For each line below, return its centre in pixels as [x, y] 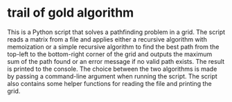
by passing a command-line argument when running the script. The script [113, 76]
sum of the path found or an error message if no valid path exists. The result [116, 61]
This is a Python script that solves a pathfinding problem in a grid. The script [116, 32]
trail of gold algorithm [71, 13]
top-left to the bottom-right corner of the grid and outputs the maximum [110, 54]
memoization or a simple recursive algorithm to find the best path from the [113, 46]
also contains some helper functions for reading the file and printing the [110, 83]
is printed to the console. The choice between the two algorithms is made [112, 69]
